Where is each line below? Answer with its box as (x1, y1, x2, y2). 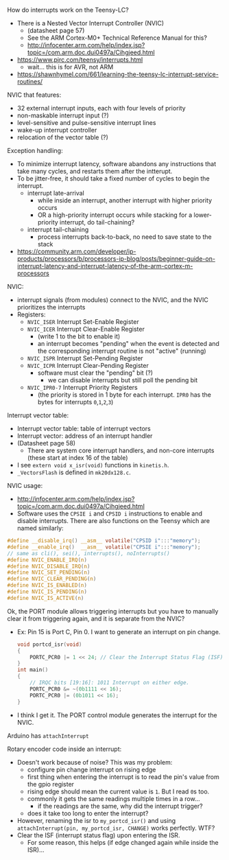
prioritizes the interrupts (16, 303, 86, 311)
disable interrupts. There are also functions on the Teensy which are (16, 517, 210, 524)
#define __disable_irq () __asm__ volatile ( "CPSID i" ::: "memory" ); (7, 537, 201, 544)
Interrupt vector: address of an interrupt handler (16, 432, 153, 440)
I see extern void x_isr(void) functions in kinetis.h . (16, 461, 169, 469)
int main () (16, 666, 49, 673)
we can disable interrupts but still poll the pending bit (47, 376, 198, 384)
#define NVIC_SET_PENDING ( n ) (7, 569, 91, 576)
